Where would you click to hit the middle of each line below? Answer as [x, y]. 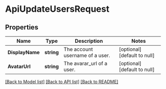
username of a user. [87, 55]
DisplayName [24, 52]
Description [89, 41]
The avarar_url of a [85, 63]
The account [78, 49]
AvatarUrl [19, 66]
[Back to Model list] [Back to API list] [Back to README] [62, 82]
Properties [22, 27]
